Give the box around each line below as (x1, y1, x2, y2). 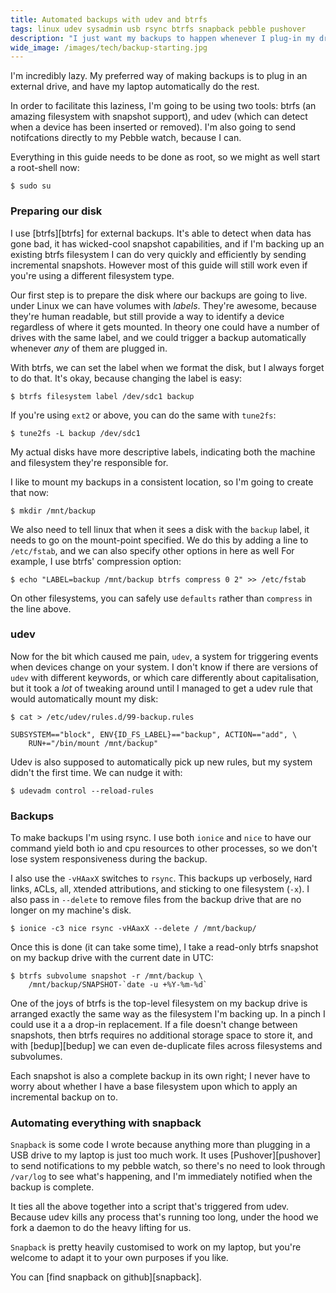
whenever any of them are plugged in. (10, 342, 168, 354)
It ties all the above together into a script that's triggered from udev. (10, 1201, 290, 1213)
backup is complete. (10, 1181, 95, 1193)
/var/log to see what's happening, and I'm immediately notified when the (10, 1171, 313, 1183)
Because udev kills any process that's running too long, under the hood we (10, 1211, 319, 1223)
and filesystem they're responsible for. (10, 456, 169, 468)
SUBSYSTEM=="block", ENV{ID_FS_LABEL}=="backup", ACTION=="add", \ (10, 729, 298, 740)
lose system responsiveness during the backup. (10, 853, 208, 865)
